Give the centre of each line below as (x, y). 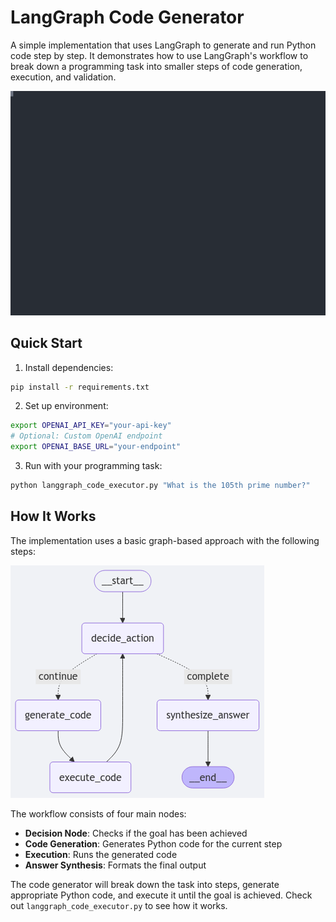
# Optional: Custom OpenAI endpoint (86, 436)
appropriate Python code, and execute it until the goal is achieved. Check (161, 895)
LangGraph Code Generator (127, 17)
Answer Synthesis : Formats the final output (115, 865)
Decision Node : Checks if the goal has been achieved (136, 833)
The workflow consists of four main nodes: (98, 813)
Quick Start (46, 343)
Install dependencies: (69, 367)
